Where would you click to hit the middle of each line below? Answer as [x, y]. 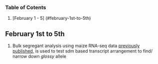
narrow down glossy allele [39, 57]
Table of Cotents [26, 7]
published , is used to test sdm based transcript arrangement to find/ [82, 51]
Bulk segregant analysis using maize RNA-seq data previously [76, 46]
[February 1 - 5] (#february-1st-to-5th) [52, 18]
